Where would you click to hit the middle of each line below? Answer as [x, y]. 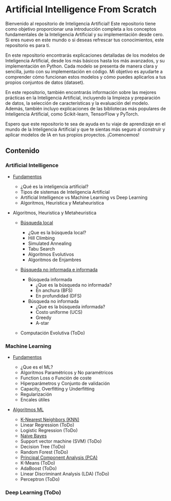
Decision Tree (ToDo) [43, 446]
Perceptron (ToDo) [40, 479]
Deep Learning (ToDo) [33, 492]
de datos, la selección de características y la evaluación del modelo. [77, 103]
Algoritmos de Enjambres [55, 260]
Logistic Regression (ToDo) [49, 430]
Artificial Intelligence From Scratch [81, 9]
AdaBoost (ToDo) [39, 468]
